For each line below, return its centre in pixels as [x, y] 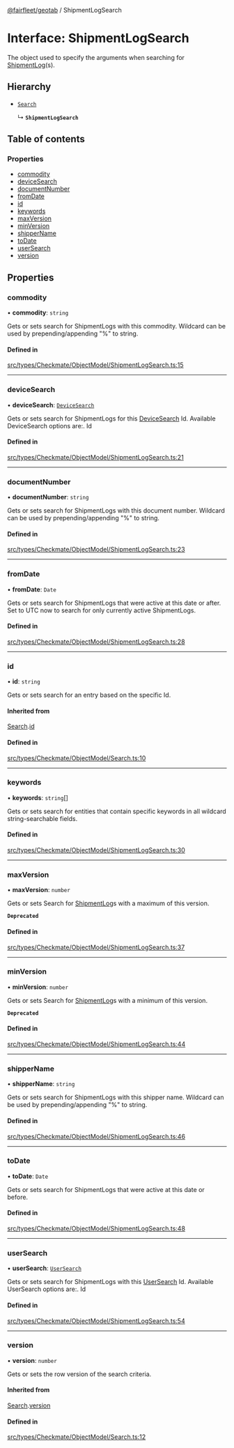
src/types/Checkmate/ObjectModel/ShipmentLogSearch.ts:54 [96, 1320]
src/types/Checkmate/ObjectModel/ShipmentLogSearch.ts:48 [96, 1229]
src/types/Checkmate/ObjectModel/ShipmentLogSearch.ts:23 [96, 550]
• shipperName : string [41, 1084]
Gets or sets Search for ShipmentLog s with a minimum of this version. [107, 1000]
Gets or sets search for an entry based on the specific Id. [89, 695]
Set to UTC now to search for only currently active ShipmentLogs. [102, 610]
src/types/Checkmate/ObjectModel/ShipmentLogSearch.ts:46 [96, 1136]
